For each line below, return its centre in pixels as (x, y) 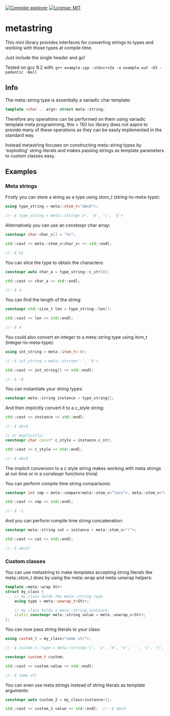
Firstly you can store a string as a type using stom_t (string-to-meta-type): (83, 197)
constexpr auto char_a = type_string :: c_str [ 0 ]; (57, 272)
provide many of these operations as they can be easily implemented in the (83, 130)
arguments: (17, 690)
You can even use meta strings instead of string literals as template (75, 685)
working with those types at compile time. (49, 48)
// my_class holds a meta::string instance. (62, 610)
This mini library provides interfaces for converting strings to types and (79, 42)
